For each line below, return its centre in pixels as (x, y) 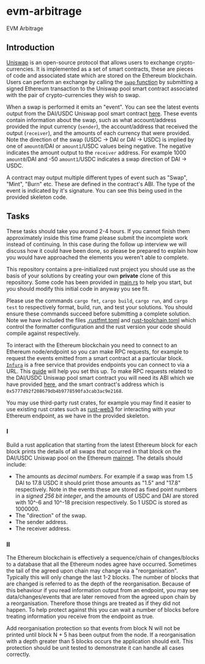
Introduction (31, 48)
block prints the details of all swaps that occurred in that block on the (94, 451)
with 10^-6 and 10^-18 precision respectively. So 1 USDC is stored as (101, 502)
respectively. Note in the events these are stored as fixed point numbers (106, 489)
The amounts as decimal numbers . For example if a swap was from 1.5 (104, 476)
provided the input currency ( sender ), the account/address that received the (102, 126)
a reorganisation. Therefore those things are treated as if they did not (93, 603)
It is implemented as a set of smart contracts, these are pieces (115, 69)
